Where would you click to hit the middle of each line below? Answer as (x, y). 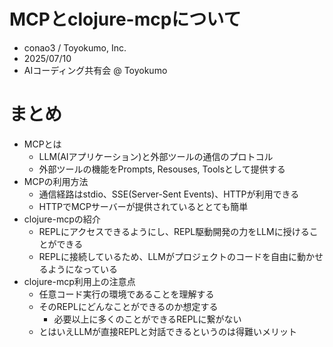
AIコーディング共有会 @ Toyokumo (95, 70)
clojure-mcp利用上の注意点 (79, 281)
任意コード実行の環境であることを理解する (126, 294)
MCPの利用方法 (56, 181)
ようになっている (82, 269)
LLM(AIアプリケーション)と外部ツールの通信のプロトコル (156, 156)
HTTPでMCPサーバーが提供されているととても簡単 (143, 206)
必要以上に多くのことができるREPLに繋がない (147, 319)
